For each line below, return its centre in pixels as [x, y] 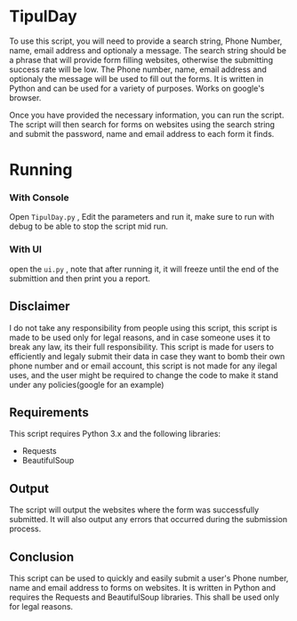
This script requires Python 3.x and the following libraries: [115, 434]
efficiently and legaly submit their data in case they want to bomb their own [147, 356]
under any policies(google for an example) [87, 384]
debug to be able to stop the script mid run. [89, 226]
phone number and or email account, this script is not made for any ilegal [143, 366]
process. [25, 529]
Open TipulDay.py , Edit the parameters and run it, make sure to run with [142, 217]
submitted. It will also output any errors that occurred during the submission [148, 520]
